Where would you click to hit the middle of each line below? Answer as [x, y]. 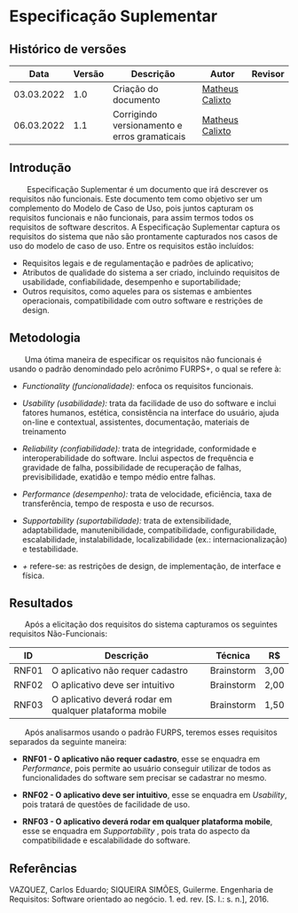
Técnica [233, 656]
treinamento [44, 431]
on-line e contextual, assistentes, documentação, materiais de [136, 422]
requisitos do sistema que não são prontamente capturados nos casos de [143, 236]
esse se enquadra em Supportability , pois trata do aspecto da [136, 831]
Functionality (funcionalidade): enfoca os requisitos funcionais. [138, 386]
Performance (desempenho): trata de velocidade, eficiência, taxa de [147, 494]
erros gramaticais [149, 137]
